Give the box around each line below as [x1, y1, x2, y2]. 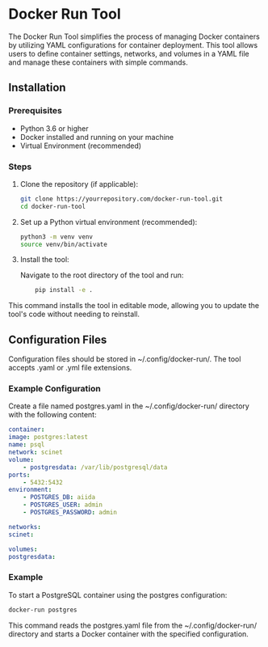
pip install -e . [35, 286, 94, 294]
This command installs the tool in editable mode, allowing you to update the [8, 301, 260, 311]
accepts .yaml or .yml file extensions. [8, 363, 132, 373]
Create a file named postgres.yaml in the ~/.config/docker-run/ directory [8, 401, 250, 411]
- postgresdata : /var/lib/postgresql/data [23, 463, 168, 472]
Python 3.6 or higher [19, 123, 89, 133]
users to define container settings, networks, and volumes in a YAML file [8, 49, 249, 58]
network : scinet [8, 448, 63, 457]
